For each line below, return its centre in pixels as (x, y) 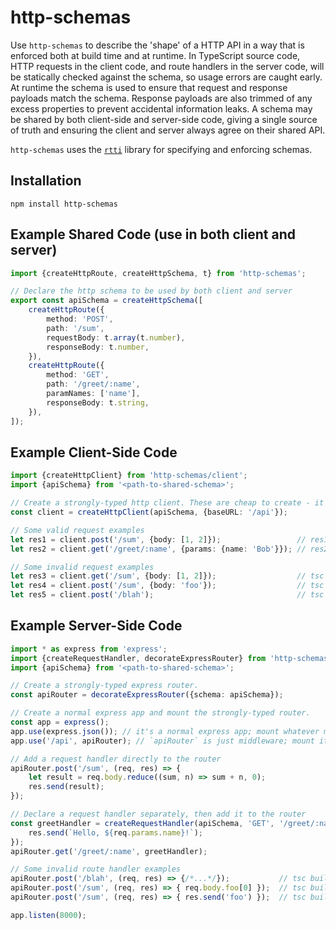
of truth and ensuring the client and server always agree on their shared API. (168, 130)
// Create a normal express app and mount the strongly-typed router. (160, 713)
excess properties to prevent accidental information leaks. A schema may (161, 108)
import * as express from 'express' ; (89, 649)
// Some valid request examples (77, 530)
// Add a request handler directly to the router (116, 759)
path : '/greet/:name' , (93, 384)
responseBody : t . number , (98, 347)
